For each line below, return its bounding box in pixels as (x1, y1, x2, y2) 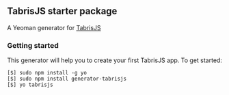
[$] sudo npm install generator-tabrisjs (7, 75, 127, 83)
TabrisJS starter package (7, 5, 118, 17)
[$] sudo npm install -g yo (7, 70, 87, 77)
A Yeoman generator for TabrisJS (7, 23, 101, 31)
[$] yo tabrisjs (7, 81, 53, 88)
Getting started (7, 40, 59, 50)
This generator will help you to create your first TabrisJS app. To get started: (7, 56, 222, 64)
